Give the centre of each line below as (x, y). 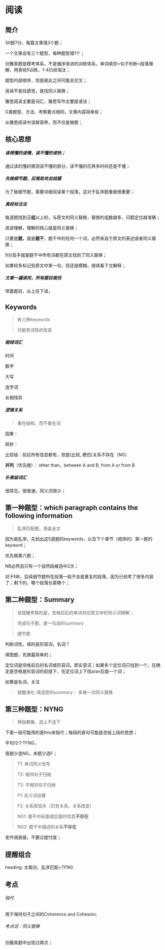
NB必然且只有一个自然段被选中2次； (42, 566)
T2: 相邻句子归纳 (34, 774)
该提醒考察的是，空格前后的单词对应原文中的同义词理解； (75, 612)
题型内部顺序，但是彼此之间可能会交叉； (46, 80)
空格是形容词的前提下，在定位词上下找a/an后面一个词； (70, 671)
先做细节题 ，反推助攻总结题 (33, 178)
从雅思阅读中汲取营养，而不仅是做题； (44, 122)
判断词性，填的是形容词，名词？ (37, 644)
